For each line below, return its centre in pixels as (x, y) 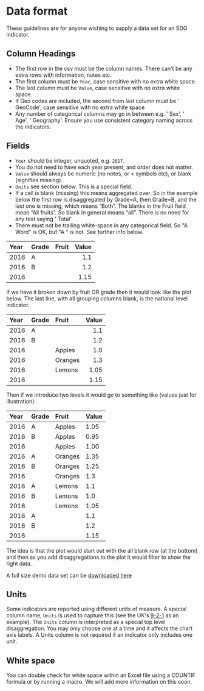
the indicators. (33, 127)
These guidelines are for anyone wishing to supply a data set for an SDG (97, 28)
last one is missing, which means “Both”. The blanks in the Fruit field (100, 206)
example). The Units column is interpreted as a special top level (86, 622)
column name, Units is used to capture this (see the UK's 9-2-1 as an (93, 615)
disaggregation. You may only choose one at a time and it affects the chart (100, 628)
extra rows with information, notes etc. (63, 75)
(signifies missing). (39, 180)
